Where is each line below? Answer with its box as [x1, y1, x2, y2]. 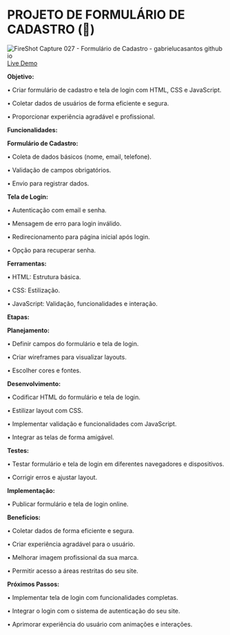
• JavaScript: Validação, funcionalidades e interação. [7, 299, 158, 308]
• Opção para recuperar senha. [7, 245, 96, 254]
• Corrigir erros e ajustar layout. [7, 473, 98, 481]
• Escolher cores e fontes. [7, 366, 81, 374]
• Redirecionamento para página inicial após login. [7, 232, 150, 241]
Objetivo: [7, 72, 34, 81]
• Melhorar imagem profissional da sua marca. [7, 553, 139, 561]
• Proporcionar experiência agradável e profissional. [7, 112, 156, 121]
